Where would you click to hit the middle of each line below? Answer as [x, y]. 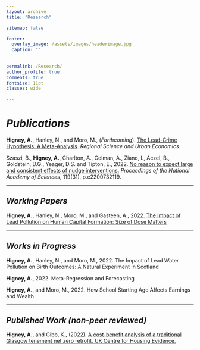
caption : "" [26, 50]
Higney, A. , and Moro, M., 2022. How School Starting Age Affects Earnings [98, 290]
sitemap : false [25, 28]
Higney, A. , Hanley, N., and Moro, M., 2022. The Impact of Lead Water [93, 260]
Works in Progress [41, 246]
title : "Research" [29, 17]
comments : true [25, 77]
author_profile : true [33, 72]
